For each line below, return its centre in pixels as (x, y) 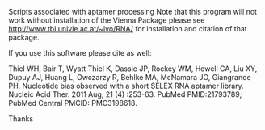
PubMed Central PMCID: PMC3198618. (73, 103)
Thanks (21, 119)
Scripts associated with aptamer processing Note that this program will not (132, 12)
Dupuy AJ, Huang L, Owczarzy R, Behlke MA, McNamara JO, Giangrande (130, 77)
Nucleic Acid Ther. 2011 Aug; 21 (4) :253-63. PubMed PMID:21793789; (125, 94)
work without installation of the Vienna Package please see (107, 20)
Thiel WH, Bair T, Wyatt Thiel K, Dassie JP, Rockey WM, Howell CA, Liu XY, (133, 69)
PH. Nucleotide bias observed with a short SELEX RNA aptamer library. (126, 86)
